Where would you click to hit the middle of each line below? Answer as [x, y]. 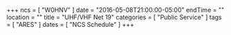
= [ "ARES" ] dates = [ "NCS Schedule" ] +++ [70, 24]
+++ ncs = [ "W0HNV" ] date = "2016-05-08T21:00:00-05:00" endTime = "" [115, 10]
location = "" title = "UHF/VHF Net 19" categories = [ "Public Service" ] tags [114, 17]
